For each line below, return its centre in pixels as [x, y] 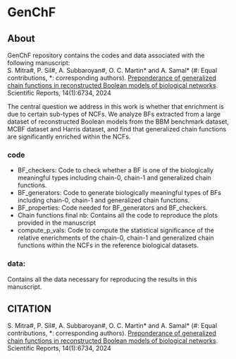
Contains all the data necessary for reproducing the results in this [102, 279]
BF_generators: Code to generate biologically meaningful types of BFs [119, 193]
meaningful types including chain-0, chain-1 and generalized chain [114, 178]
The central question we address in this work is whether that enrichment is [116, 106]
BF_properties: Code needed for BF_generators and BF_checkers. [112, 208]
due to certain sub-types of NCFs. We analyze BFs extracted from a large [114, 114]
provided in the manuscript [57, 223]
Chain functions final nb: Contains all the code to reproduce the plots [118, 216]
